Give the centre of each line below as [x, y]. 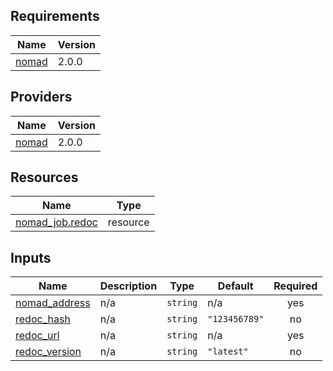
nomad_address [53, 303]
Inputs [31, 257]
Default [235, 286]
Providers [41, 97]
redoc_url [37, 336]
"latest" [228, 352]
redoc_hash [43, 319]
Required [295, 286]
